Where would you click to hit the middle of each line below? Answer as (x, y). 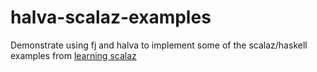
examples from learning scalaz (73, 55)
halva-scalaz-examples (111, 17)
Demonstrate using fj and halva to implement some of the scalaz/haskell (159, 45)
